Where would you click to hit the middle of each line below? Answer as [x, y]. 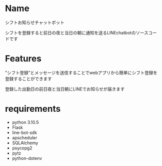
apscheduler [24, 137]
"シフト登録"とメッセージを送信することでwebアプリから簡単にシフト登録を [81, 73]
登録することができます [28, 78]
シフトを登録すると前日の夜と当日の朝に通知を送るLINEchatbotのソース [77, 32]
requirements [33, 109]
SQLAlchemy [25, 143]
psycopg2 [22, 148]
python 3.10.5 [25, 122]
